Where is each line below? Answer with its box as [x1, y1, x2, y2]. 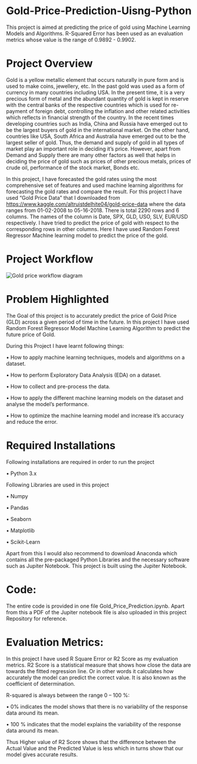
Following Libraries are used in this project [6, 481, 109, 488]
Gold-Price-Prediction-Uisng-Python [6, 4, 192, 18]
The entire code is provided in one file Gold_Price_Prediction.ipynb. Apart [6, 602, 185, 610]
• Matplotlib [6, 526, 35, 534]
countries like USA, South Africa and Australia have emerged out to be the [6, 133, 186, 140]
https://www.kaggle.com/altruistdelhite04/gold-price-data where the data [6, 200, 186, 208]
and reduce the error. [6, 418, 58, 425]
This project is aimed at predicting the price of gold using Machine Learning [6, 24, 191, 31]
